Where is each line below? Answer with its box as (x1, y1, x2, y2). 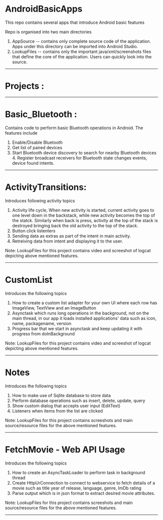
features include (5, 130, 38, 136)
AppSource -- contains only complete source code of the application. (12, 38, 151, 44)
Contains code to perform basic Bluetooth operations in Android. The (5, 125, 143, 131)
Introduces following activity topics (5, 198, 75, 204)
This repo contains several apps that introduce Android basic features (5, 19, 145, 25)
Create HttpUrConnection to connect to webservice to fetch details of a (12, 480, 155, 485)
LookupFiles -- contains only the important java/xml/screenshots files (12, 49, 151, 54)
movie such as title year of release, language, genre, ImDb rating (12, 485, 142, 491)
